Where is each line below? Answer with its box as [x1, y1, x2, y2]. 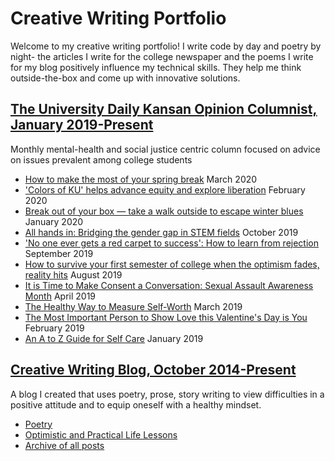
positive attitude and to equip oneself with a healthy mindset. [10, 398, 262, 411]
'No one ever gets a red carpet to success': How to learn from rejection [24, 237, 319, 249]
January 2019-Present [10, 117, 154, 134]
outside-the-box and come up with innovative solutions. [10, 72, 241, 84]
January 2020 [24, 215, 84, 227]
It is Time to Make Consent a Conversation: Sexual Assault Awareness [24, 279, 314, 291]
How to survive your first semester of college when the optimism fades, [24, 258, 320, 270]
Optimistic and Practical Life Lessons [24, 428, 178, 441]
